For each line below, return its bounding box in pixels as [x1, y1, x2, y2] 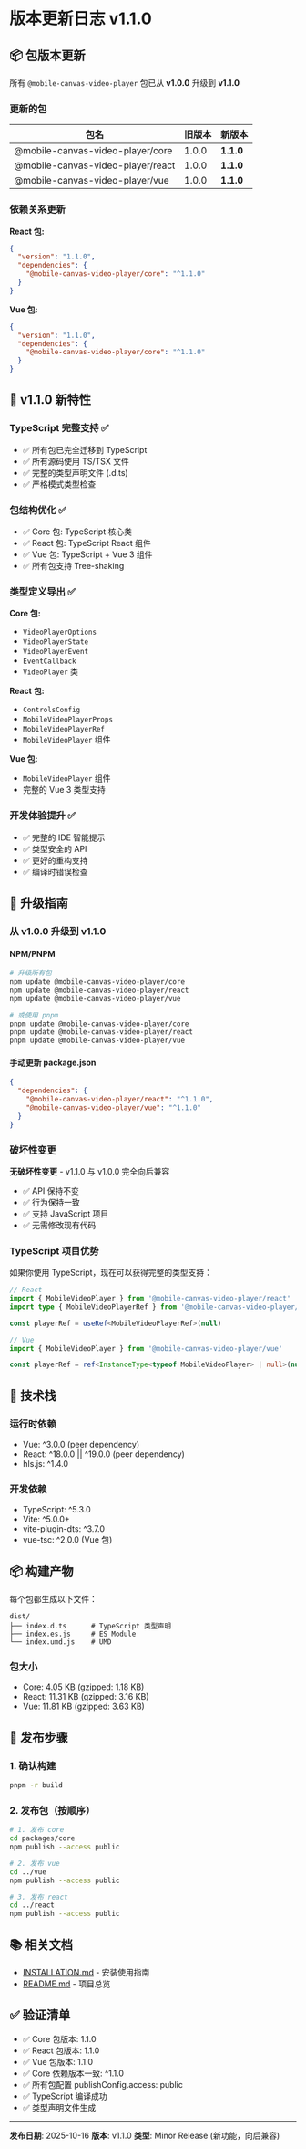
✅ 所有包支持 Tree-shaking [22, 561, 125, 572]
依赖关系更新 [9, 203, 66, 216]
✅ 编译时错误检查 [22, 866, 88, 877]
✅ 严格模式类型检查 [22, 479, 97, 490]
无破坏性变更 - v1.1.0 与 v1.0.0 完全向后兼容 [9, 1165, 170, 1176]
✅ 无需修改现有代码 [22, 1219, 97, 1230]
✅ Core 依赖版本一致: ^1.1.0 [22, 2068, 125, 2079]
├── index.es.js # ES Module [9, 1629, 137, 1639]
